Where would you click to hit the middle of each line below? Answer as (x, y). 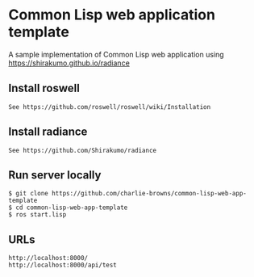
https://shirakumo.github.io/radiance (69, 63)
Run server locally (55, 175)
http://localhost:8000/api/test (62, 265)
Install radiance (48, 132)
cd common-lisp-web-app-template (72, 208)
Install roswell (44, 88)
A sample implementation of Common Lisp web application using (116, 54)
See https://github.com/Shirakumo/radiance (83, 150)
